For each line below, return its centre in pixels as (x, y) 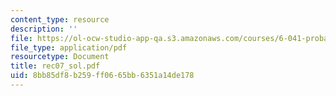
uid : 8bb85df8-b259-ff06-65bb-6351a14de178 (102, 76)
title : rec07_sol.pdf (55, 66)
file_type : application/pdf (69, 47)
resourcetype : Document (60, 57)
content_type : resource (60, 19)
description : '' (44, 29)
